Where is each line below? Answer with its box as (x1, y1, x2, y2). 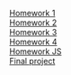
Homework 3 (9, 27, 58, 37)
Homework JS (9, 46, 62, 57)
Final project (9, 56, 56, 66)
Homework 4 (9, 36, 58, 47)
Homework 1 (9, 8, 56, 18)
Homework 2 (9, 17, 58, 28)
